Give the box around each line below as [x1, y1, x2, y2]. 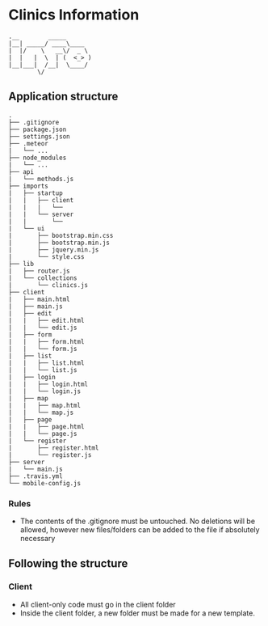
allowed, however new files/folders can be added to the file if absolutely [19, 525, 260, 535]
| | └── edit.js [8, 324, 78, 332]
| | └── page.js [8, 429, 78, 438]
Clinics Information [8, 6, 140, 24]
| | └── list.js [8, 366, 78, 374]
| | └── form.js [8, 345, 78, 353]
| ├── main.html [8, 295, 70, 303]
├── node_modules [8, 154, 67, 162]
